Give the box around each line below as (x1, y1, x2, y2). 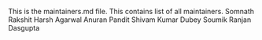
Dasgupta (8, 24, 40, 32)
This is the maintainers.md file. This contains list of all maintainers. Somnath (8, 7, 254, 16)
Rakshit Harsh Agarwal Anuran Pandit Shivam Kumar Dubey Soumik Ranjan (8, 15, 252, 24)
